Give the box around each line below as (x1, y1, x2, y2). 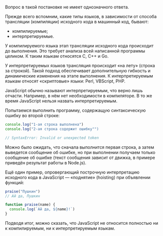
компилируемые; (12, 28, 48, 34)
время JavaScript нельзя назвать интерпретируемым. (5, 98, 118, 104)
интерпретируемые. (12, 34, 54, 39)
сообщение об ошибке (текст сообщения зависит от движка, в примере (5, 155, 155, 160)
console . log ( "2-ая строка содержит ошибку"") (5, 126, 99, 131)
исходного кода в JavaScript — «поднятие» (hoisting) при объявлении (5, 174, 151, 180)
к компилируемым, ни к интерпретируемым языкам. (5, 225, 115, 231)
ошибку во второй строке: (5, 113, 60, 118)
